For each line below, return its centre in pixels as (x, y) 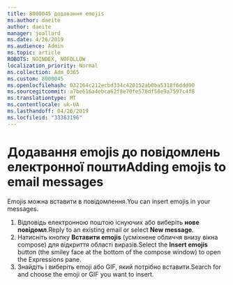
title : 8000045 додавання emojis (56, 14)
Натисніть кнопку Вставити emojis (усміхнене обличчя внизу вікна (118, 237)
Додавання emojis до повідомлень (114, 152)
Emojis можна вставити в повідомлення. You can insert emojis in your (109, 201)
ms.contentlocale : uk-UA (43, 105)
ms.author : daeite (34, 20)
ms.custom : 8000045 (36, 79)
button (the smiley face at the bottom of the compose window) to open (119, 251)
